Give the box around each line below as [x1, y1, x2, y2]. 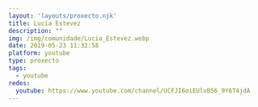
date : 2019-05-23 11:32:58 [8, 42, 99, 50]
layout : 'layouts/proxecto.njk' [8, 11, 117, 20]
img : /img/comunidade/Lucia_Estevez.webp [8, 34, 150, 43]
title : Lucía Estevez [8, 19, 81, 27]
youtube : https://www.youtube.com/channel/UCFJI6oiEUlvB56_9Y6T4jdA [15, 86, 251, 95]
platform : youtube [8, 49, 70, 57]
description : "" [8, 27, 63, 35]
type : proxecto [8, 57, 60, 65]
